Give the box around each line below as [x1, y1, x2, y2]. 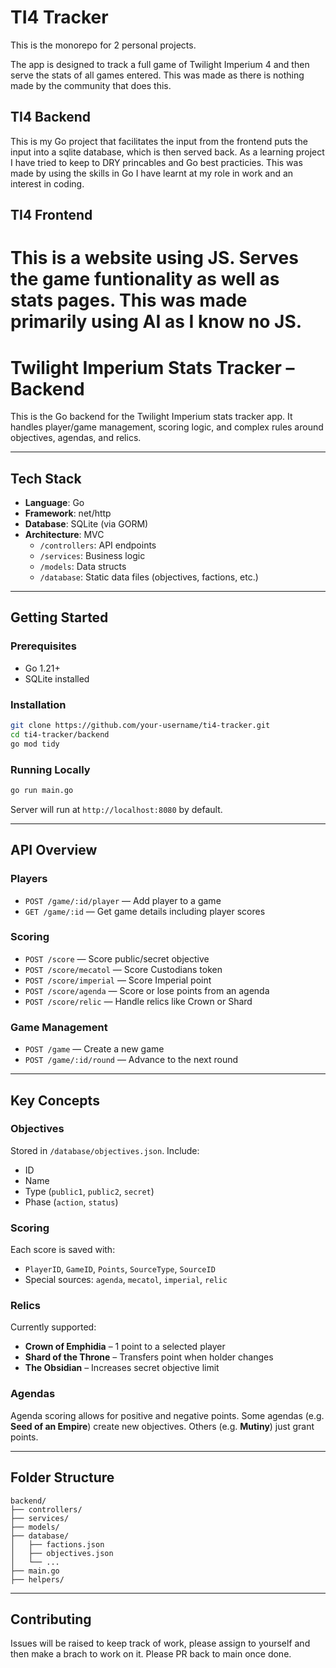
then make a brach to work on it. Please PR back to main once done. [10, 1648, 292, 1660]
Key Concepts [10, 1092, 100, 1109]
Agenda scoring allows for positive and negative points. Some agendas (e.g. [10, 1409, 325, 1421]
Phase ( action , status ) [24, 1196, 119, 1208]
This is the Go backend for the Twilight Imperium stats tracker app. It [10, 411, 293, 423]
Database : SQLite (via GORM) [24, 518, 149, 530]
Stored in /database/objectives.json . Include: [10, 1144, 200, 1156]
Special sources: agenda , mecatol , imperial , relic [24, 1274, 228, 1286]
